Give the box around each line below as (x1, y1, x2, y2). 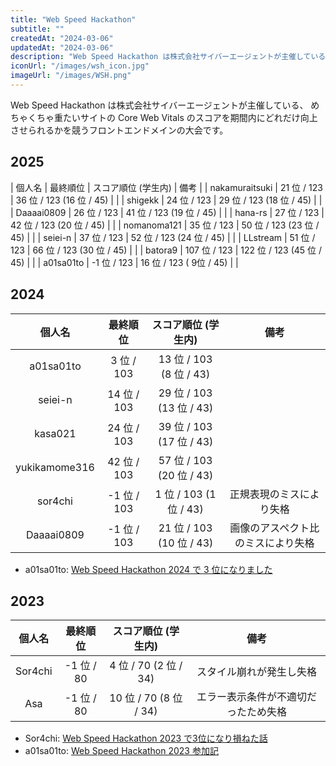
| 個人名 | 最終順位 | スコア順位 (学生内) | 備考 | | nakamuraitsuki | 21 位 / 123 (10, 181, 323, 193)
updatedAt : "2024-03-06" (10, 42, 114, 53)
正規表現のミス (229, 487, 300, 501)
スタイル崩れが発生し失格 (196, 665, 317, 679)
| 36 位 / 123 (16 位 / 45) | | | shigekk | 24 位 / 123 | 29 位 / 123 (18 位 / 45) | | (10, 194, 323, 206)
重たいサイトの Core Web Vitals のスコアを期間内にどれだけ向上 (53, 111, 318, 123)
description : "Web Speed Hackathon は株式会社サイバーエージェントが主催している (10, 52, 327, 62)
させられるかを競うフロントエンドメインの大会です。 (10, 124, 229, 136)
